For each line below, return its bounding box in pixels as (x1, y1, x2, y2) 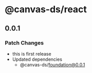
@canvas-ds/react (5, 4, 87, 15)
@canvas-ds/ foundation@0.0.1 (20, 61, 85, 67)
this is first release (12, 51, 52, 57)
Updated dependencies (12, 56, 63, 62)
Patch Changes (5, 39, 44, 46)
